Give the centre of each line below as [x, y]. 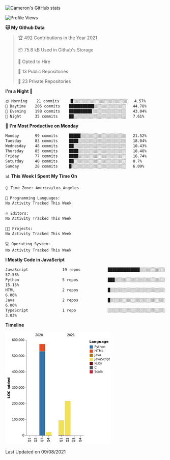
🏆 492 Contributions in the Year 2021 [58, 38]
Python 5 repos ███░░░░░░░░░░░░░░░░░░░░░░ [85, 280]
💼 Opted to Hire [34, 62]
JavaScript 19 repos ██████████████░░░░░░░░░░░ [85, 270]
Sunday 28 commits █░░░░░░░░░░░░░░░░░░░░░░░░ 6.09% [75, 166]
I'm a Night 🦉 [19, 91]
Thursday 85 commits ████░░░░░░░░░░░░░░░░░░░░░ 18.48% [76, 151]
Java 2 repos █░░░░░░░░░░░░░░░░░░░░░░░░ [85, 300]
